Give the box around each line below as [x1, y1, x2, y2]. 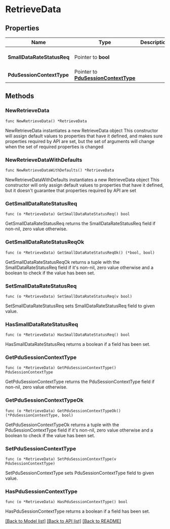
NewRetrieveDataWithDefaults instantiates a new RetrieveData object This [5, 177, 159, 183]
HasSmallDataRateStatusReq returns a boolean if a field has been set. [5, 341, 151, 347]
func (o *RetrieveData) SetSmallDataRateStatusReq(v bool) [5, 294, 133, 299]
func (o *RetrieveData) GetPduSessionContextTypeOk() [5, 408, 121, 413]
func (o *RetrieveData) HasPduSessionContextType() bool [5, 500, 128, 505]
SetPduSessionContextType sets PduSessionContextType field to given [5, 470, 154, 476]
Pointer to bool [74, 54, 110, 60]
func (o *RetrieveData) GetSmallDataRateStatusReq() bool [5, 211, 130, 217]
